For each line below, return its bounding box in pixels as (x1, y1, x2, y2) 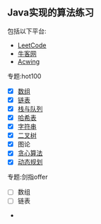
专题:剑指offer (7, 172, 48, 182)
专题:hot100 (7, 71, 42, 80)
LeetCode (17, 41, 47, 49)
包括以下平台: (7, 27, 47, 35)
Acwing (17, 57, 40, 66)
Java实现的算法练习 (7, 6, 94, 19)
